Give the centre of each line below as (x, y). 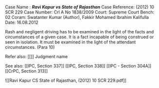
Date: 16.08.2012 (22, 22)
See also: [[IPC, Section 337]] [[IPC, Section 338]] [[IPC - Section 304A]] (78, 66)
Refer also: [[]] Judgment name (36, 57)
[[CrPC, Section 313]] (26, 71)
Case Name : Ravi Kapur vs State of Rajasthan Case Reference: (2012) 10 (80, 7)
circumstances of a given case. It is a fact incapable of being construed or (79, 37)
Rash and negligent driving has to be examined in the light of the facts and (79, 32)
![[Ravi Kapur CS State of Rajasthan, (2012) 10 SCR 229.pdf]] (66, 80)
